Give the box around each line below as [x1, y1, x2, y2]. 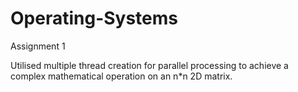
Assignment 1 [10, 40, 66, 52]
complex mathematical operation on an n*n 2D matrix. [10, 70, 233, 82]
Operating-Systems [10, 7, 179, 30]
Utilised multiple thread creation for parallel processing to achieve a [10, 59, 289, 71]
